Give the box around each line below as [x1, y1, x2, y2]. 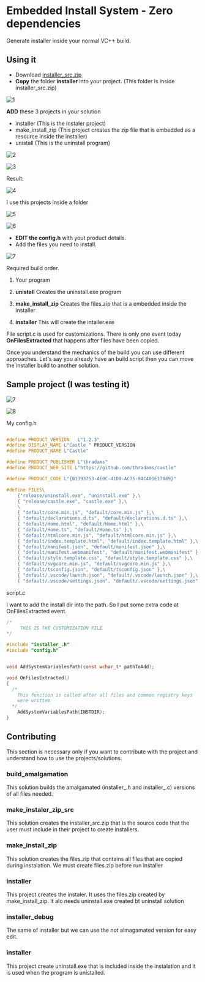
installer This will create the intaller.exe [15, 318, 115, 325]
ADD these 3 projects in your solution [6, 108, 101, 115]
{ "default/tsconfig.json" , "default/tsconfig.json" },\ [17, 567, 166, 573]
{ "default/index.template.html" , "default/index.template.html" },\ [17, 538, 199, 544]
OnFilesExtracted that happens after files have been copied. [6, 336, 160, 344]
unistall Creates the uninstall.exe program [15, 288, 122, 295]
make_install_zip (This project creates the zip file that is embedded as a [15, 126, 196, 134]
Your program [15, 276, 51, 284]
